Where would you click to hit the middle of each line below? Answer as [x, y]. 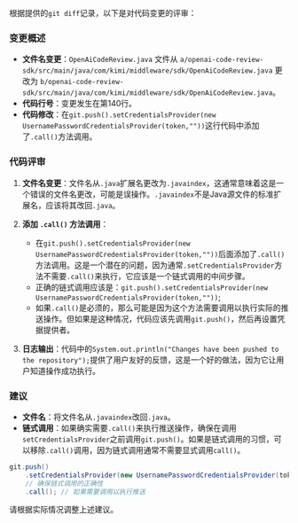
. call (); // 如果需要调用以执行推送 [86, 492]
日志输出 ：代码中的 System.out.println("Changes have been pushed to [150, 348]
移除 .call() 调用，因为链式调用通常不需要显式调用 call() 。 [137, 449]
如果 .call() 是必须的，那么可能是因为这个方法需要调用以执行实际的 [158, 308]
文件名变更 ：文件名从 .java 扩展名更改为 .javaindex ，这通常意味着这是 [149, 183]
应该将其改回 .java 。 [83, 205]
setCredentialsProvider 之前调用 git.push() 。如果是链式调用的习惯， [148, 439]
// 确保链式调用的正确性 [64, 483]
